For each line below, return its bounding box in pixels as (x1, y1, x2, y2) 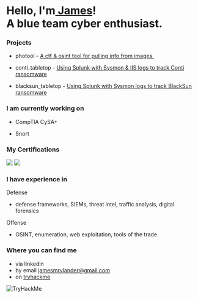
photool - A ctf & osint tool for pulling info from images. (15, 53, 154, 60)
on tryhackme (15, 273, 51, 280)
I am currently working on (6, 104, 84, 113)
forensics (15, 207, 39, 214)
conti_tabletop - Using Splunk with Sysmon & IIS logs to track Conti (15, 64, 185, 71)
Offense (6, 219, 27, 227)
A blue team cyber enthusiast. (6, 16, 163, 31)
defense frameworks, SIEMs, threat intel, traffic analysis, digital (15, 201, 175, 208)
